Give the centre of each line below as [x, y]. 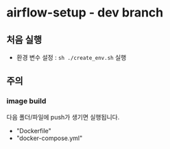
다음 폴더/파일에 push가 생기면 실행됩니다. [63, 117]
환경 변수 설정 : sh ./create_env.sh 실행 [71, 57]
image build [26, 101]
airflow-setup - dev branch [85, 13]
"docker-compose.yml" [49, 138]
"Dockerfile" [34, 130]
